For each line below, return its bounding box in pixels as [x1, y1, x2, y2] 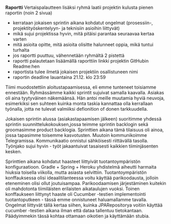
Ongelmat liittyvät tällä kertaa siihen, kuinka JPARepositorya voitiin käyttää [5, 202, 163, 208]
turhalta [12, 47, 30, 53]
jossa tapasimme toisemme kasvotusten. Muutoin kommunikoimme [5, 132, 147, 138]
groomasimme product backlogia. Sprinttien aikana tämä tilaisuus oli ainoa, [5, 127, 164, 133]
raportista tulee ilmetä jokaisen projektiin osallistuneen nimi [12, 69, 138, 75]
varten [12, 36, 27, 42]
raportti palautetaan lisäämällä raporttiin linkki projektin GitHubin [12, 58, 149, 64]
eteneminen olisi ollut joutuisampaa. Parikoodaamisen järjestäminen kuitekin [5, 180, 166, 186]
